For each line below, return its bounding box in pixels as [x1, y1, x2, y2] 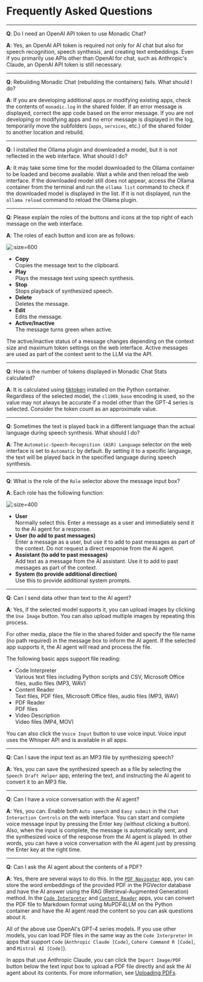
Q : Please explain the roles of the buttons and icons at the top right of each [6, 213, 193, 221]
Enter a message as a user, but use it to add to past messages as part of [14, 538, 195, 545]
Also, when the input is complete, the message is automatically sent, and [6, 827, 188, 834]
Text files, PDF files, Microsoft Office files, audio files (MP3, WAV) [14, 692, 179, 700]
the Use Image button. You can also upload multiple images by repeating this [6, 612, 195, 619]
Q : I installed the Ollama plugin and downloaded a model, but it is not [6, 146, 178, 153]
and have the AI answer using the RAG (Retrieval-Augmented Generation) [6, 888, 189, 895]
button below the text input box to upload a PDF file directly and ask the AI [6, 963, 192, 970]
